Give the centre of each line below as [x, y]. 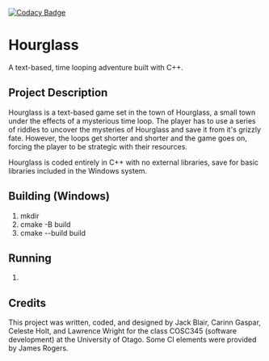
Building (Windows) [59, 197]
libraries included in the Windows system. [78, 170]
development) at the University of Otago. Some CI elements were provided [132, 340]
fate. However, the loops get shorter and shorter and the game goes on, [128, 138]
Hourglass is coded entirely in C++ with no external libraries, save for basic [134, 162]
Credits [27, 303]
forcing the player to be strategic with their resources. [98, 146]
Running [30, 258]
